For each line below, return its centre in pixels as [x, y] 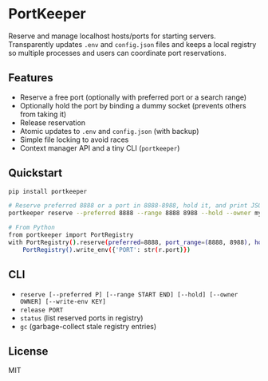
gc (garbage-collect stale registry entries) [88, 326]
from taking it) [43, 114]
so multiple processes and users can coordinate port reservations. [118, 53]
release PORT [41, 310]
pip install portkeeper [48, 191]
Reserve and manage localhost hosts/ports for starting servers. [112, 36]
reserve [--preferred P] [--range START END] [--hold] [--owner [129, 295]
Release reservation [53, 122]
